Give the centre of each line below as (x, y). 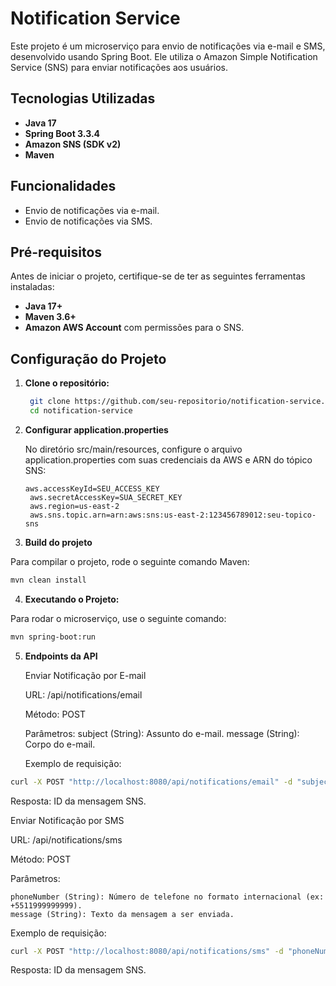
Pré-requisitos (56, 252)
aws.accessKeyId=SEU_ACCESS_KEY (92, 488)
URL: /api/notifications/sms (66, 839)
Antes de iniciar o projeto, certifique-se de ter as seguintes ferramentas (158, 276)
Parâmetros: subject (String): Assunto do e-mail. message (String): (162, 733)
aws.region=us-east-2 (74, 506)
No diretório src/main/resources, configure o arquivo (133, 449)
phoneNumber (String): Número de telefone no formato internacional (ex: (167, 897)
